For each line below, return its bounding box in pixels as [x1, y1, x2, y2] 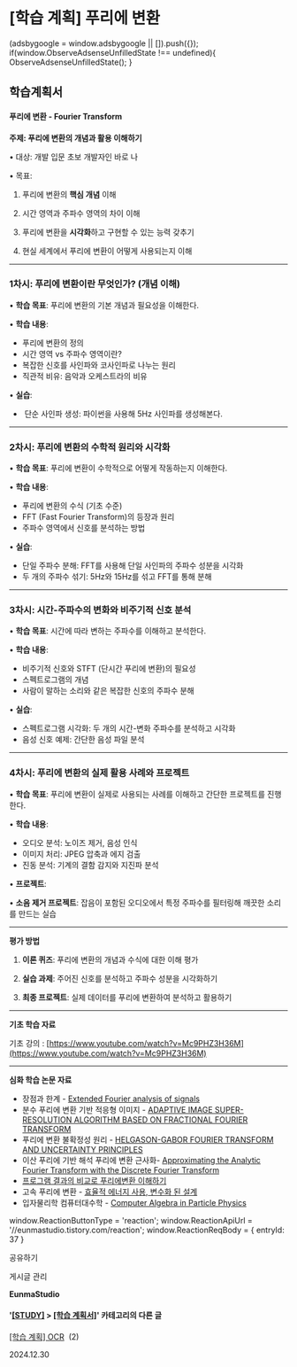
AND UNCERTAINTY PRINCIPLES [21, 1144, 143, 1154]
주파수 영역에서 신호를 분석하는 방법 [21, 523, 146, 533]
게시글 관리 [9, 1270, 48, 1281]
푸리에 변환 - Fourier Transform [9, 111, 123, 121]
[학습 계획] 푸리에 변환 [9, 8, 161, 28]
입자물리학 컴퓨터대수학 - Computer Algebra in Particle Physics [21, 1197, 247, 1208]
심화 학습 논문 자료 [9, 1074, 72, 1085]
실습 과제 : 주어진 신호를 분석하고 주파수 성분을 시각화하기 [21, 973, 218, 983]
